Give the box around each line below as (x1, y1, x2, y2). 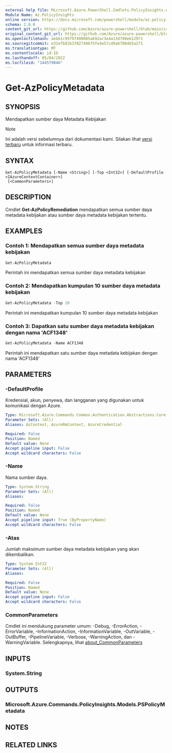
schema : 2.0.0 (5, 22, 36, 27)
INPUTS (5, 654, 31, 663)
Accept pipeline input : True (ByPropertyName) (5, 517, 106, 523)
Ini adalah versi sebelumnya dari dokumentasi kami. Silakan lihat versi (5, 136, 153, 142)
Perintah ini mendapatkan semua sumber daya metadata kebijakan (5, 269, 146, 276)
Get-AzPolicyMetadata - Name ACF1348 (5, 340, 83, 345)
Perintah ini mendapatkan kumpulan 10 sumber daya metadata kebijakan (5, 310, 158, 316)
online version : (5, 17, 40, 22)
